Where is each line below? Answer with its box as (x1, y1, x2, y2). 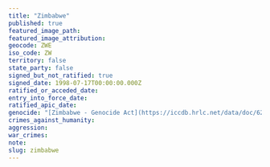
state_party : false (8, 64, 74, 72)
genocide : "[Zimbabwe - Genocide (8, 109, 121, 117)
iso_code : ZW (8, 49, 52, 57)
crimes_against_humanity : (8, 116, 95, 124)
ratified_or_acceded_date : (8, 86, 99, 95)
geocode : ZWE (8, 42, 52, 50)
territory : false (8, 57, 67, 65)
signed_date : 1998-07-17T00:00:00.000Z (8, 79, 142, 87)
